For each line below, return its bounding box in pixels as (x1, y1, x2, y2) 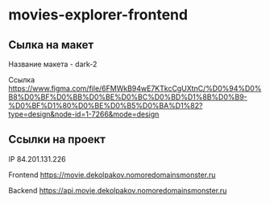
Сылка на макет (8, 38, 94, 52)
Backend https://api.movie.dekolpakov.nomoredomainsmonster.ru (8, 185, 227, 195)
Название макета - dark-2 (8, 59, 98, 69)
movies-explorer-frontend (8, 6, 188, 24)
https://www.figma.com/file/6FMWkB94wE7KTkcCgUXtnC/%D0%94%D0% (8, 83, 262, 93)
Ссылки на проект (8, 133, 106, 146)
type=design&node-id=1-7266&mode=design (8, 109, 160, 119)
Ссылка (8, 75, 35, 84)
